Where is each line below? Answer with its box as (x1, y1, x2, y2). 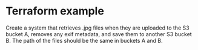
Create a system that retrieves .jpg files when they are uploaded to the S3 (5, 24, 190, 31)
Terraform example (5, 4, 104, 18)
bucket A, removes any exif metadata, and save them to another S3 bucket (5, 30, 192, 37)
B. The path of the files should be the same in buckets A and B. (5, 37, 163, 44)
